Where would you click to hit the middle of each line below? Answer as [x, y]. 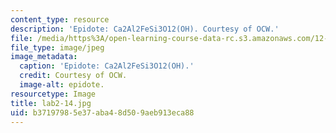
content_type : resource [60, 19]
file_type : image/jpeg [57, 47]
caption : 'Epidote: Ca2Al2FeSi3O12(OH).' [107, 66]
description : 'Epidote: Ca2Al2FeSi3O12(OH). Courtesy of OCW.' [145, 29]
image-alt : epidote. [62, 85]
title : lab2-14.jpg [51, 103]
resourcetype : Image [53, 94]
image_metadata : [44, 57]
